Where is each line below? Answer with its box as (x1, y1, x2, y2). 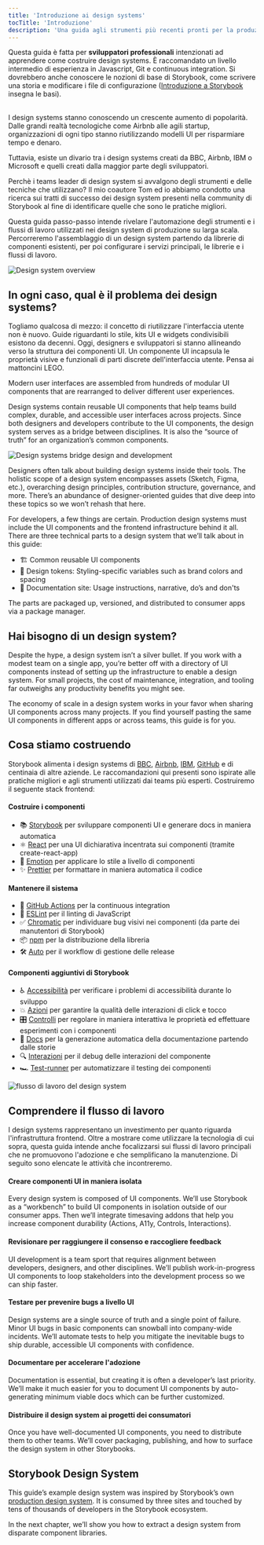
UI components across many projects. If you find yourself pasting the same (8, 708, 251, 716)
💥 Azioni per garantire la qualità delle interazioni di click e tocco (19, 1005, 227, 1015)
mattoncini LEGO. (8, 363, 64, 373)
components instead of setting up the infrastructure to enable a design (8, 667, 237, 676)
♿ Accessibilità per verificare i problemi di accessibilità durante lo (19, 986, 232, 995)
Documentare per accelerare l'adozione (8, 1358, 141, 1367)
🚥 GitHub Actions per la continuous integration (19, 901, 170, 910)
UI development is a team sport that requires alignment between (8, 1254, 216, 1264)
